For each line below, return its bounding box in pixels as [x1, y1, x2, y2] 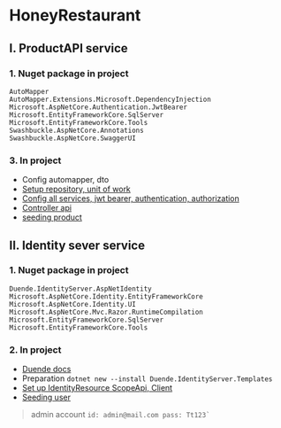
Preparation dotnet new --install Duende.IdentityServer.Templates [21, 373, 273, 384]
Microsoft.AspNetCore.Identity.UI [9, 300, 137, 308]
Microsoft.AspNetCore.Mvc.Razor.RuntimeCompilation [9, 307, 203, 316]
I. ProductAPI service [9, 41, 128, 56]
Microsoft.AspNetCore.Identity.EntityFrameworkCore [9, 292, 203, 301]
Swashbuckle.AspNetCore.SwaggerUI [9, 134, 137, 143]
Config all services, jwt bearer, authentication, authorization [21, 193, 240, 204]
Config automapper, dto [21, 175, 110, 185]
